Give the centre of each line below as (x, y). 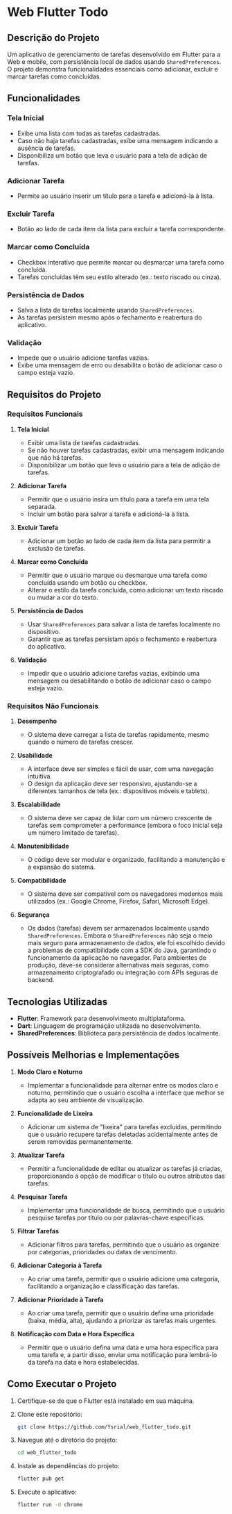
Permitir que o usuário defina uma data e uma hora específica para (123, 1347)
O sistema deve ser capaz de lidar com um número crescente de (120, 818)
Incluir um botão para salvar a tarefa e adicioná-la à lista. (109, 514)
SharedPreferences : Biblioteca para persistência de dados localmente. (119, 1033)
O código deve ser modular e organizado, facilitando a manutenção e (126, 860)
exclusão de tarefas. (56, 548)
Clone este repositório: (50, 1414)
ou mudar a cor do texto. (63, 597)
